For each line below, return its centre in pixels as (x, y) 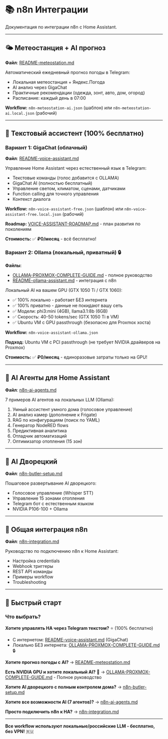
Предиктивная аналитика (39, 431)
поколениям (18, 229)
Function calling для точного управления (55, 194)
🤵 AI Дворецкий (31, 461)
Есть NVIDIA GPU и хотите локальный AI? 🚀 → (55, 672)
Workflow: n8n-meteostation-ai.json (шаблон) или (59, 108)
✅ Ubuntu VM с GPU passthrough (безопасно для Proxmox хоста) (81, 322)
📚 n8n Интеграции (47, 10)
